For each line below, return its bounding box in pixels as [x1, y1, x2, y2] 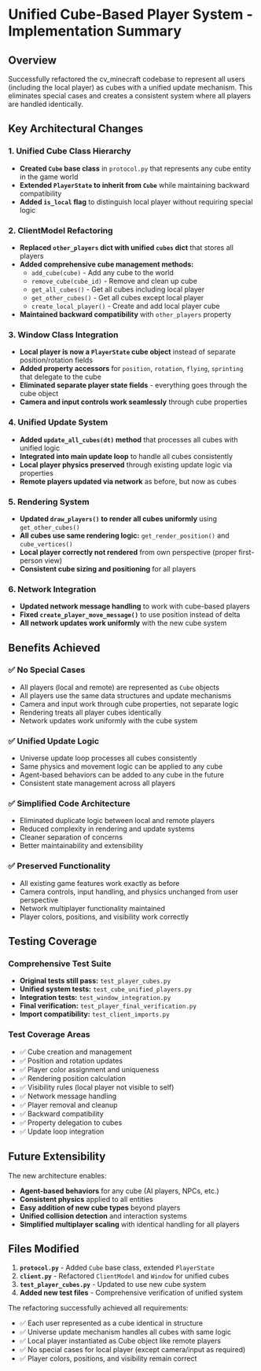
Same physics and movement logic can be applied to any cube [19, 762, 223, 771]
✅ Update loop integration [19, 1127, 105, 1136]
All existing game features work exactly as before [19, 878, 180, 888]
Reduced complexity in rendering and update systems [19, 824, 195, 834]
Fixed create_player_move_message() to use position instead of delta [19, 610, 241, 619]
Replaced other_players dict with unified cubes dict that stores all [19, 242, 234, 252]
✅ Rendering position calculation [19, 1073, 127, 1082]
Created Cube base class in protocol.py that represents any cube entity [19, 164, 252, 173]
